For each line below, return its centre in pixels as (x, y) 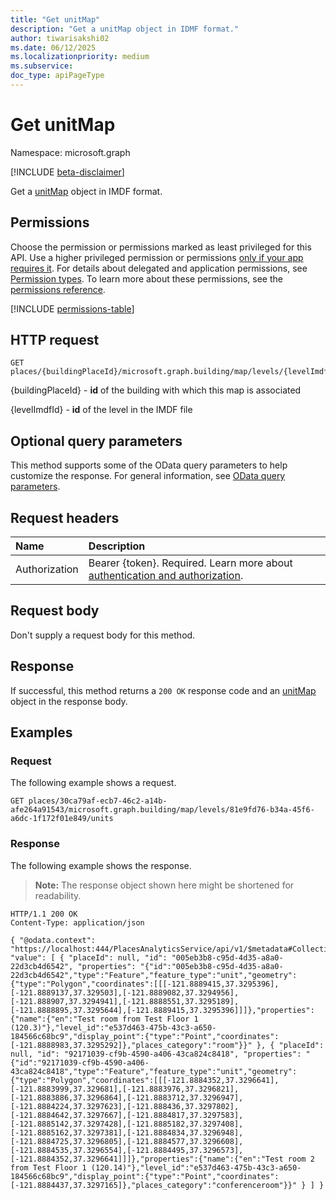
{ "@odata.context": (53, 940)
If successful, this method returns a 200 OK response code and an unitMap (163, 690)
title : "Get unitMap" (55, 19)
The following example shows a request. (93, 783)
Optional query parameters (96, 441)
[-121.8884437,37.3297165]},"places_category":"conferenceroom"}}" (154, 1185)
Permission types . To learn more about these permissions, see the (146, 278)
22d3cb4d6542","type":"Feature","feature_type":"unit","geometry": (154, 975)
